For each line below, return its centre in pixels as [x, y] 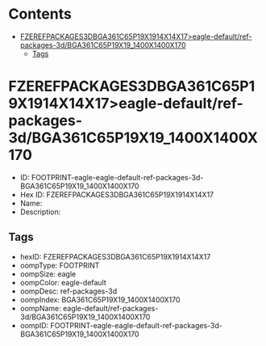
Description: [40, 212]
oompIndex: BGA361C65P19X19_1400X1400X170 [100, 299]
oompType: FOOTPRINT [60, 265]
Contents [40, 14]
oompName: [41, 308]
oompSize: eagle [48, 274]
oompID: [34, 325]
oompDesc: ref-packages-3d [69, 291]
